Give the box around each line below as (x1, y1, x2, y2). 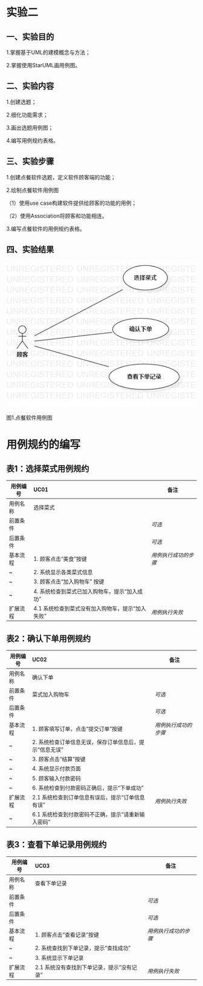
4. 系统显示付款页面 (32, 765, 82, 772)
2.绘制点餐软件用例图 (6, 186, 59, 194)
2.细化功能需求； (6, 111, 48, 118)
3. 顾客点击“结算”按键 (32, 755, 86, 763)
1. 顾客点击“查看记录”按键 (34, 931, 99, 939)
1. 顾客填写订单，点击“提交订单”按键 (32, 725, 123, 732)
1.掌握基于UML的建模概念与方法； (6, 49, 91, 56)
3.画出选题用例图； (6, 124, 54, 131)
